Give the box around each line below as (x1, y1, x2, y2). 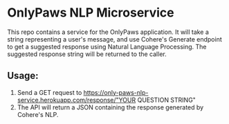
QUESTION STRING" (137, 96, 196, 104)
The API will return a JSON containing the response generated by (17, 103, 204, 112)
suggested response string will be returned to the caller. (7, 50, 167, 58)
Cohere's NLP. (17, 110, 59, 118)
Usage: (7, 70, 39, 82)
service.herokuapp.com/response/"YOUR (17, 96, 136, 104)
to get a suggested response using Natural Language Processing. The (7, 42, 207, 51)
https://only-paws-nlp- (83, 88, 149, 96)
